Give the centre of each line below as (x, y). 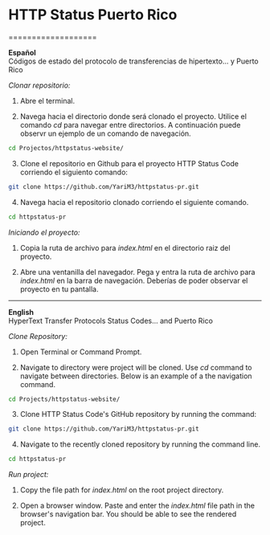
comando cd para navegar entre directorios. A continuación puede (130, 125)
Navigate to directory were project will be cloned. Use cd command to (136, 367)
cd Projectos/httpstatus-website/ (66, 148)
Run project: (29, 475)
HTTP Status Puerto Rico (93, 15)
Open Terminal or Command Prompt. (81, 352)
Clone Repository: (38, 336)
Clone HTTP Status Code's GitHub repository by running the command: (138, 415)
